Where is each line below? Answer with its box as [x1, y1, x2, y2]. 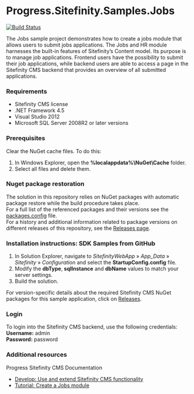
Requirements [6, 87, 48, 95]
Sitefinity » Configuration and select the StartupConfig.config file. [14, 259, 177, 266]
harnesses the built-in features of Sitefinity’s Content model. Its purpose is [6, 47, 186, 54]
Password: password [6, 336, 58, 343]
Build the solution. [14, 278, 59, 285]
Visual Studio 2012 [14, 113, 60, 120]
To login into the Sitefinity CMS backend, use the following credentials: [6, 323, 178, 330]
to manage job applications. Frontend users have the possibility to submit [6, 54, 183, 61]
